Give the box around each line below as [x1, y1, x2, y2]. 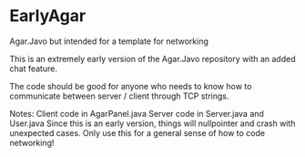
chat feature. [9, 63, 57, 74]
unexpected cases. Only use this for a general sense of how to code [9, 127, 266, 138]
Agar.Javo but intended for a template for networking [9, 36, 209, 47]
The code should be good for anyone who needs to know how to [9, 80, 252, 91]
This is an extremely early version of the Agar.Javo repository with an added [9, 53, 296, 64]
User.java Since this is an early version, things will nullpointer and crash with [9, 118, 296, 129]
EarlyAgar [9, 5, 86, 26]
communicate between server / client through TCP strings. [9, 90, 229, 101]
